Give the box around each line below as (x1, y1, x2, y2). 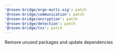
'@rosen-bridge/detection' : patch (4, 21, 76, 26)
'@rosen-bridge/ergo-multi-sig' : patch (4, 7, 87, 12)
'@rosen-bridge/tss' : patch (4, 26, 63, 31)
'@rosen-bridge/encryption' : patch (4, 16, 78, 21)
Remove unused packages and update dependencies (4, 39, 113, 45)
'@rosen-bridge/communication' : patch (4, 12, 84, 17)
